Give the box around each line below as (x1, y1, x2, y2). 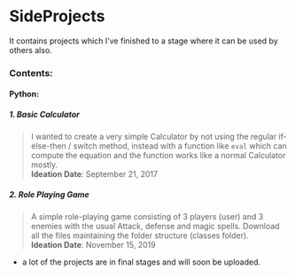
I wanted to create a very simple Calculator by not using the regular (30, 131, 277, 142)
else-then (30, 141, 66, 151)
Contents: (9, 66, 53, 79)
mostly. (30, 159, 58, 170)
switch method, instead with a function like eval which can (73, 141, 288, 151)
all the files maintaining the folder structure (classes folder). (30, 230, 250, 241)
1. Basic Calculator (9, 109, 80, 120)
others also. (9, 44, 53, 55)
